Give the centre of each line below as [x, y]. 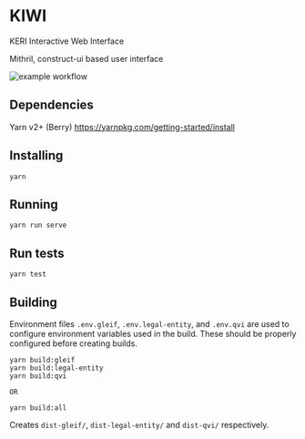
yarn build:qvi [38, 376]
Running [34, 204]
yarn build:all [38, 408]
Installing [36, 156]
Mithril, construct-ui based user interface [86, 58]
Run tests [37, 253]
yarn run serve [38, 225]
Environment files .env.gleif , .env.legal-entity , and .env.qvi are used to [149, 324]
